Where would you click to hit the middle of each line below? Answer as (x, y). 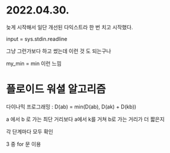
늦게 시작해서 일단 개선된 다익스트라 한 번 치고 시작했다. (70, 27)
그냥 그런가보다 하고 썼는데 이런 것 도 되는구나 (59, 51)
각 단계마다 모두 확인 (30, 131)
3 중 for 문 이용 (24, 144)
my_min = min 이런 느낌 (34, 63)
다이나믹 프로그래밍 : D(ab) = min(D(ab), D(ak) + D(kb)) (71, 107)
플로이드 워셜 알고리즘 (56, 89)
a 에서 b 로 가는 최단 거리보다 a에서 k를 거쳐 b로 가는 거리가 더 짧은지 (85, 119)
